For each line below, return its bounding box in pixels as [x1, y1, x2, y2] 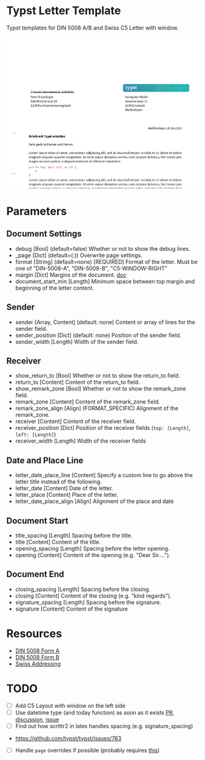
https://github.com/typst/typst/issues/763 [15, 734, 122, 742]
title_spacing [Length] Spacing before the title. [15, 531, 133, 539]
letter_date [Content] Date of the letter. [15, 485, 114, 492]
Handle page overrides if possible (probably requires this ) [15, 746, 160, 754]
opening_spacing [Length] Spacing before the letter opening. [15, 545, 170, 552]
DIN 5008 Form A [15, 647, 60, 654]
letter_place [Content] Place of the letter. [15, 491, 118, 499]
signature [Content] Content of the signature [15, 605, 128, 612]
